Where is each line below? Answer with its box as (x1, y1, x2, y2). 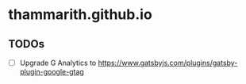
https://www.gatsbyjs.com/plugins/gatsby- (98, 58, 238, 67)
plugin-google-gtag (19, 67, 85, 77)
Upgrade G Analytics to (19, 58, 97, 67)
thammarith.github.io (8, 6, 152, 24)
